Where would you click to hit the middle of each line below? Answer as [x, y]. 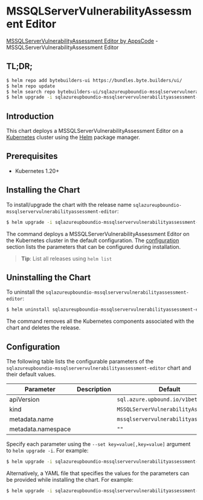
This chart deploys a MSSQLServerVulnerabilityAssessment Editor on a [95, 131]
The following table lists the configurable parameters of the [80, 362]
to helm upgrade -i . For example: [47, 451]
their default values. [31, 374]
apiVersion [24, 400]
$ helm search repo [31, 92]
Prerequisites [32, 156]
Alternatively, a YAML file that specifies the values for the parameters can [98, 473]
